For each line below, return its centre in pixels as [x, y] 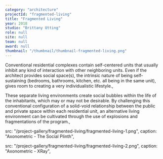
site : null [16, 37]
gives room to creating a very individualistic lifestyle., [59, 86]
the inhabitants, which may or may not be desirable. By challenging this [78, 100]
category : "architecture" [32, 10]
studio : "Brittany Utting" [33, 28]
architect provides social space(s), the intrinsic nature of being [69, 75]
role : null [16, 32]
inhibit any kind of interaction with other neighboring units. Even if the [76, 70]
